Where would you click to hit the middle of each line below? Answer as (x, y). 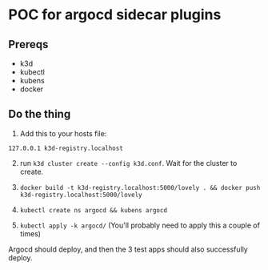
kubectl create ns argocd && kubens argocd (94, 210)
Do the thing (40, 114)
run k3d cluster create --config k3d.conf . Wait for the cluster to (128, 163)
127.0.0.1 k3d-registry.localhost (66, 148)
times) (30, 233)
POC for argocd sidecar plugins (115, 15)
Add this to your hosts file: (63, 133)
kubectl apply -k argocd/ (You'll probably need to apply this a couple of (140, 225)
